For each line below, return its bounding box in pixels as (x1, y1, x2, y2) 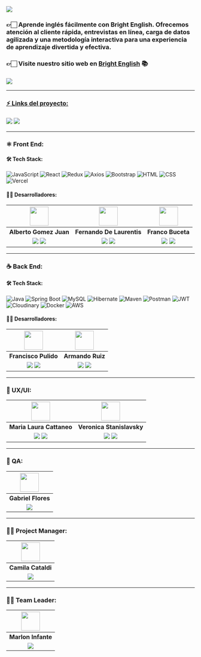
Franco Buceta (147, 227, 190, 236)
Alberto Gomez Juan (9, 227, 70, 236)
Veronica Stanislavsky (78, 423, 144, 431)
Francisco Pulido (9, 352, 58, 361)
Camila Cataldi (9, 563, 52, 572)
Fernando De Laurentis (75, 227, 142, 236)
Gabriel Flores (9, 494, 50, 502)
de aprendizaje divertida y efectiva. (6, 43, 112, 51)
